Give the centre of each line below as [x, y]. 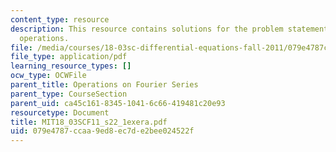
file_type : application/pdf [69, 57]
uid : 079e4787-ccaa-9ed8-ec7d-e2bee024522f [102, 131]
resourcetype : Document [60, 112]
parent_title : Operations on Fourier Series [104, 85]
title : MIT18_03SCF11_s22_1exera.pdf [89, 122]
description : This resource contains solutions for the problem [147, 29]
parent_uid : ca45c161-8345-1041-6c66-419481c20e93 [118, 103]
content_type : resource [60, 19]
